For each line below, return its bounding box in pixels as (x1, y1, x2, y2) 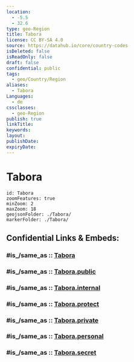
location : (6, 8, 31, 15)
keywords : (6, 127, 31, 133)
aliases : (6, 82, 28, 88)
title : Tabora (6, 31, 42, 38)
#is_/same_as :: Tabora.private (6, 316, 98, 324)
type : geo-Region (6, 25, 50, 32)
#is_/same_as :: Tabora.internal (6, 283, 101, 292)
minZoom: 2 (6, 200, 34, 206)
